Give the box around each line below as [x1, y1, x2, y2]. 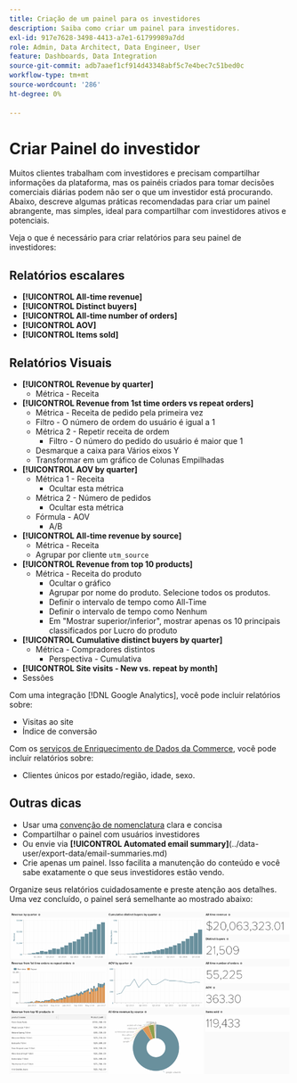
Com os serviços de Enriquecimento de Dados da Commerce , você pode [9, 743, 277, 754]
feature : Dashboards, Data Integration [9, 52, 157, 62]
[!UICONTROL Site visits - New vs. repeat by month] [21, 663, 218, 674]
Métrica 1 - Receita [35, 473, 105, 485]
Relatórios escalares [9, 267, 125, 283]
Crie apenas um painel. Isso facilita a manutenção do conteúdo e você [21, 857, 280, 868]
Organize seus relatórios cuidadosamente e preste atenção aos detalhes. [9, 883, 277, 895]
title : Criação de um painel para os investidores [9, 14, 201, 23]
